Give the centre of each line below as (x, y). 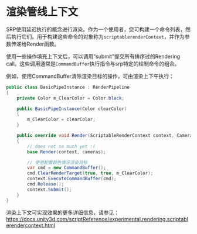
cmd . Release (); (46, 184)
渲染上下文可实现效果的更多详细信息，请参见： (62, 212)
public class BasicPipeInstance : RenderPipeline (68, 87)
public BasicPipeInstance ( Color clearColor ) (72, 109)
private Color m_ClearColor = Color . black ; (71, 98)
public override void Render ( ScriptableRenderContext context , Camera (105, 136)
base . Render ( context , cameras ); (67, 152)
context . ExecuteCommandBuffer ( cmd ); (72, 179)
